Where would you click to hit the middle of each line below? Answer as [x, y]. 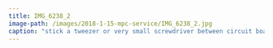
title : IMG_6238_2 [39, 16]
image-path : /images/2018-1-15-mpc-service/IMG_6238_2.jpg [110, 24]
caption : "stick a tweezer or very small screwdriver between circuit [130, 31]
